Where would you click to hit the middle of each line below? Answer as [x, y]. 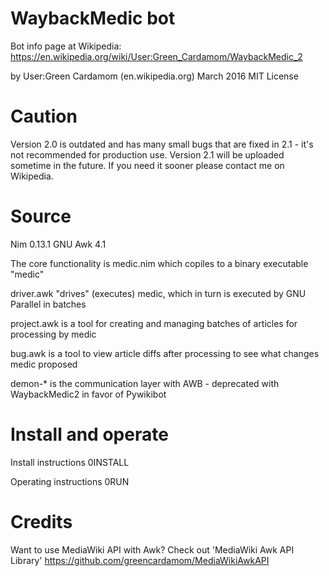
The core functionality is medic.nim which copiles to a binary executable [159, 263]
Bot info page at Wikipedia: [66, 46]
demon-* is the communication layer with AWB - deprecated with [145, 383]
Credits [41, 521]
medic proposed [44, 364]
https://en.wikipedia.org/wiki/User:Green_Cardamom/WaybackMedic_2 [156, 56]
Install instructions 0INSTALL [70, 462]
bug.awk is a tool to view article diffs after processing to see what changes [165, 353]
